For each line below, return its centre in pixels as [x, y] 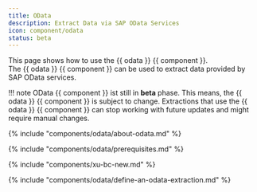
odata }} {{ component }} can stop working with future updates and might [128, 110]
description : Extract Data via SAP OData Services [94, 23]
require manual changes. [49, 118]
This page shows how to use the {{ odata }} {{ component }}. [108, 61]
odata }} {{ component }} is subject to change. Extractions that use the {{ [128, 101]
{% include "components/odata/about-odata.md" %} [95, 134]
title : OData [30, 16]
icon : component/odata [46, 30]
